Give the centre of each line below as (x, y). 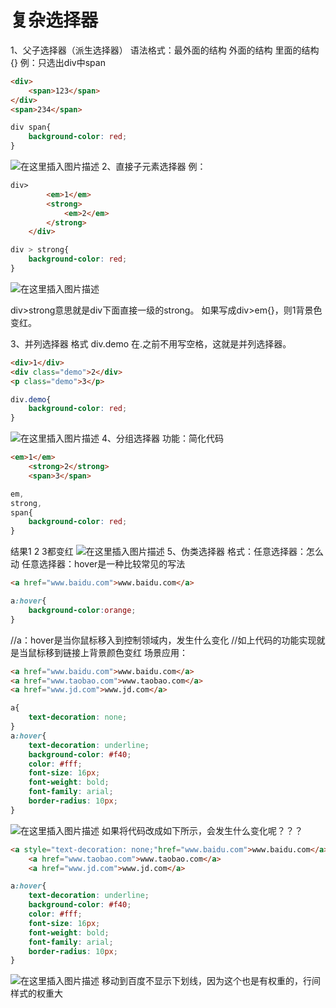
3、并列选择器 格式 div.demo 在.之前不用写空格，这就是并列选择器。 (151, 343)
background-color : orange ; (82, 610)
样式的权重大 (36, 993)
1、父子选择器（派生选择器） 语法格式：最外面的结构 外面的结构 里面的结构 (165, 50)
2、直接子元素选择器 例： (154, 167)
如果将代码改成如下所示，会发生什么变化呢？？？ (202, 830)
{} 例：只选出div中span (58, 62)
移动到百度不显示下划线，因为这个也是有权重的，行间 (211, 981)
